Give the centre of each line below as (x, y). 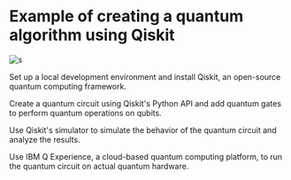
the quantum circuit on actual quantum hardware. (99, 166)
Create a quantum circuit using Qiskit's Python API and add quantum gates (145, 103)
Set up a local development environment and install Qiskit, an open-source (145, 76)
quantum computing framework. (68, 86)
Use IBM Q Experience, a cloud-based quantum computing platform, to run (146, 156)
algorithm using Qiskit (92, 35)
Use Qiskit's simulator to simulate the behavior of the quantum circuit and (143, 129)
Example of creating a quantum (126, 16)
